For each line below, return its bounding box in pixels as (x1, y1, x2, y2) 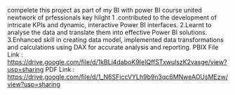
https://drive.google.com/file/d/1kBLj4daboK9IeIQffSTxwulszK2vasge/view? (7, 58, 227, 66)
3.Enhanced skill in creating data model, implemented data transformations (7, 36, 224, 44)
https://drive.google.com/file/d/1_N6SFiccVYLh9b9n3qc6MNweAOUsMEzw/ (7, 73, 228, 81)
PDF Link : (45, 66, 75, 73)
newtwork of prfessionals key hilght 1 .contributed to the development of (7, 13, 217, 22)
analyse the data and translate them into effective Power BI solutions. (7, 28, 208, 36)
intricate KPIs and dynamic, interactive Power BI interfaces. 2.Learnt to (7, 21, 212, 29)
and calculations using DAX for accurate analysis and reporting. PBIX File (7, 43, 219, 51)
